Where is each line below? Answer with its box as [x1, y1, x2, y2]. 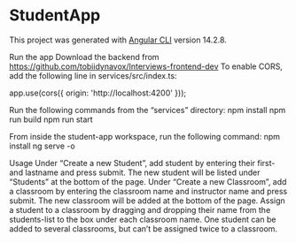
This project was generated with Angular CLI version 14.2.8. [9, 34, 228, 45]
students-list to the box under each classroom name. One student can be [9, 214, 277, 224]
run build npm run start [9, 114, 93, 125]
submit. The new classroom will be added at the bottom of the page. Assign [9, 195, 285, 206]
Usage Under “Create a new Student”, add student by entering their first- [9, 157, 276, 168]
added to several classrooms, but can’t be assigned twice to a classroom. [9, 223, 277, 234]
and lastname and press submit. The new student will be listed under [9, 167, 261, 178]
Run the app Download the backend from [9, 51, 160, 62]
